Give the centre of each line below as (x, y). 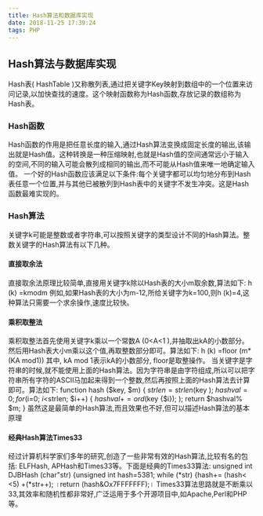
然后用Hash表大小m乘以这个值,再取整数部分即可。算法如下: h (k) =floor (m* (130, 351)
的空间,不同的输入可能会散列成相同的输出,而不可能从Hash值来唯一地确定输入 (131, 164)
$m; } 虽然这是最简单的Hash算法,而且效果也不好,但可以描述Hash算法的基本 (129, 408)
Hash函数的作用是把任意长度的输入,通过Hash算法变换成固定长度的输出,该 (126, 145)
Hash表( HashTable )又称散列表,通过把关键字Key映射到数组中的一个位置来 (127, 84)
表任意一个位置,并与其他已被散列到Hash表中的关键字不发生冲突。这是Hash (128, 184)
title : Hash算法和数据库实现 (51, 15)
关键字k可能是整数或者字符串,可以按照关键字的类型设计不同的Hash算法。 (126, 234)
